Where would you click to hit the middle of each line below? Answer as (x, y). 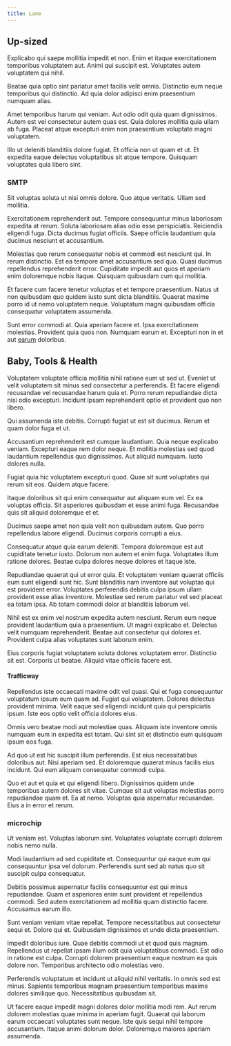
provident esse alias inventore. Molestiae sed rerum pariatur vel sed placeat (115, 596)
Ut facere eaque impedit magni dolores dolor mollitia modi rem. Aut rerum (112, 1007)
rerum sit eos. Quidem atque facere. (58, 484)
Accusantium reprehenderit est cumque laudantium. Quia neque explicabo (113, 441)
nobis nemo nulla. (32, 845)
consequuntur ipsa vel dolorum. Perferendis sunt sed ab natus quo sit (106, 866)
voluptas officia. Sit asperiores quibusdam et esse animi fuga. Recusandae (113, 505)
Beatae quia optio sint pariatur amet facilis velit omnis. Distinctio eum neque (115, 86)
